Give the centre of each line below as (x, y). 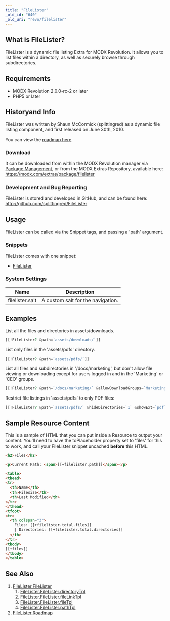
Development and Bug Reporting (46, 188)
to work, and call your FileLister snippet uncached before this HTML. (77, 446)
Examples (21, 318)
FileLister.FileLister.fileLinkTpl (51, 597)
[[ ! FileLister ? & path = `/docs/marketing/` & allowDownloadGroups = (74, 388)
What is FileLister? (35, 40)
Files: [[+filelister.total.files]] (53, 525)
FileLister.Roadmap (33, 613)
